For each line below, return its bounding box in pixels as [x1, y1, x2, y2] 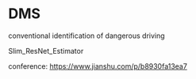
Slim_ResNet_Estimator [8, 46, 84, 55]
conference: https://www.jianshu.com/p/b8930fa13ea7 [8, 61, 188, 71]
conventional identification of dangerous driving [8, 31, 165, 40]
